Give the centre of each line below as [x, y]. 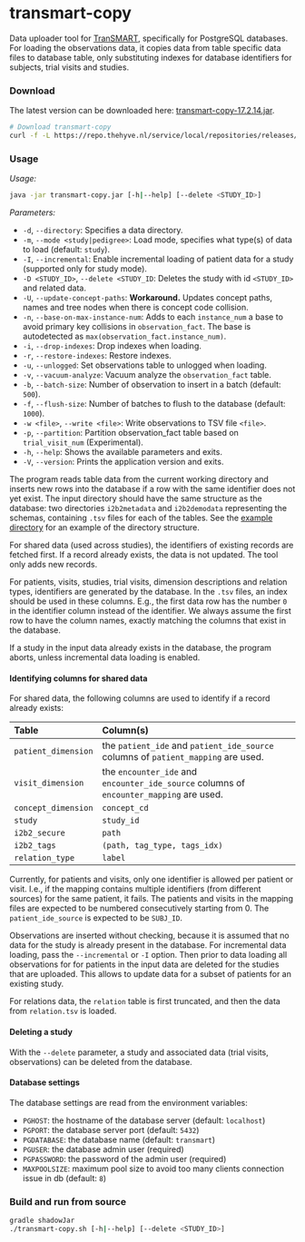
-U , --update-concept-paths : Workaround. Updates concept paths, [148, 298]
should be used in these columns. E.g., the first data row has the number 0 [148, 601]
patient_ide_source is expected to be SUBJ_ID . [96, 918]
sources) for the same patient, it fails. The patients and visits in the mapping [151, 899]
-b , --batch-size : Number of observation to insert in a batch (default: [152, 385]
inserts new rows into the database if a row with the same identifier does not [152, 489]
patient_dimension [54, 751]
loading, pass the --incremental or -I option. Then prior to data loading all [148, 955]
